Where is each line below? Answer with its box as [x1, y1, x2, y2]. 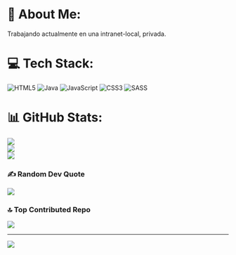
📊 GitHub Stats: [7, 110, 103, 126]
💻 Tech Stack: [7, 55, 94, 72]
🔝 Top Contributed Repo [7, 205, 91, 215]
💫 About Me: [7, 6, 81, 22]
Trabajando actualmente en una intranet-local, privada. [7, 30, 166, 38]
